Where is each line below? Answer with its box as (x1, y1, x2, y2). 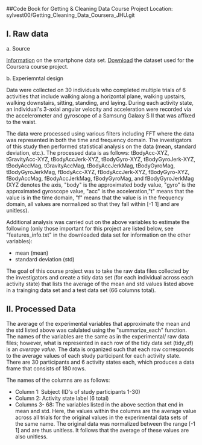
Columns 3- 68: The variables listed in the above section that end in (14, 400, 184, 408)
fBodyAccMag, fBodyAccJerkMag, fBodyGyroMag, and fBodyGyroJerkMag (6, 175, 194, 182)
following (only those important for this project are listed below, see (6, 225, 174, 232)
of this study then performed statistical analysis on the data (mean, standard (6, 143, 197, 150)
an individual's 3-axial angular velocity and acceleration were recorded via (6, 105, 192, 113)
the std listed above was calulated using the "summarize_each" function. (6, 326, 188, 334)
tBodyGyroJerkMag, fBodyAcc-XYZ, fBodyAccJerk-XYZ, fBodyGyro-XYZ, (6, 168, 190, 175)
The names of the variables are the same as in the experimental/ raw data (6, 332, 189, 340)
